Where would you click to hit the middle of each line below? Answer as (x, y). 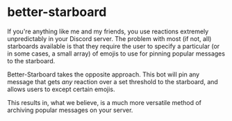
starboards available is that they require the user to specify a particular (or (114, 46)
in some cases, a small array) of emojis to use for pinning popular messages (116, 54)
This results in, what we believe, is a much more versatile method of (105, 102)
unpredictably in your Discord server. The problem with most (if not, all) (109, 38)
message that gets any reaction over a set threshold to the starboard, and (113, 81)
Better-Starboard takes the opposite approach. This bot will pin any (103, 74)
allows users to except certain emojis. (61, 89)
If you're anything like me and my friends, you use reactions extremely (108, 31)
